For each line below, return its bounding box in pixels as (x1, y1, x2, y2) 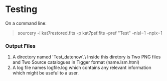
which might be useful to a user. (12, 70, 79, 76)
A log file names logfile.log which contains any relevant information (12, 64, 151, 71)
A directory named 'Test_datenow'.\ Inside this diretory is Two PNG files (12, 54, 161, 60)
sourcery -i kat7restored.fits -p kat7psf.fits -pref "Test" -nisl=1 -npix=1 (17, 30, 163, 36)
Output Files (5, 42, 36, 49)
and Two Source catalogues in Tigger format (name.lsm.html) (12, 59, 139, 65)
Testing (5, 4, 38, 15)
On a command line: (5, 20, 47, 26)
